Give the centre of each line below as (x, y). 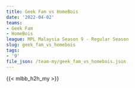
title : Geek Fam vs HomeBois (42, 12)
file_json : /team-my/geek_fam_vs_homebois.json (66, 61)
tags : (13, 51)
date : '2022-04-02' (30, 17)
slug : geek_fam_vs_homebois (41, 45)
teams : (14, 23)
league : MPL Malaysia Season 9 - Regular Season (67, 39)
